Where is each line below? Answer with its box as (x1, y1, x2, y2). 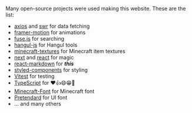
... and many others (14, 100, 61, 107)
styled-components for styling (14, 67, 88, 73)
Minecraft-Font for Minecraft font (14, 88, 95, 95)
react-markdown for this (14, 60, 74, 67)
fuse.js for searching (14, 35, 65, 42)
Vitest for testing (14, 73, 55, 79)
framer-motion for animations (14, 29, 86, 36)
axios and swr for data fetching (14, 23, 90, 29)
